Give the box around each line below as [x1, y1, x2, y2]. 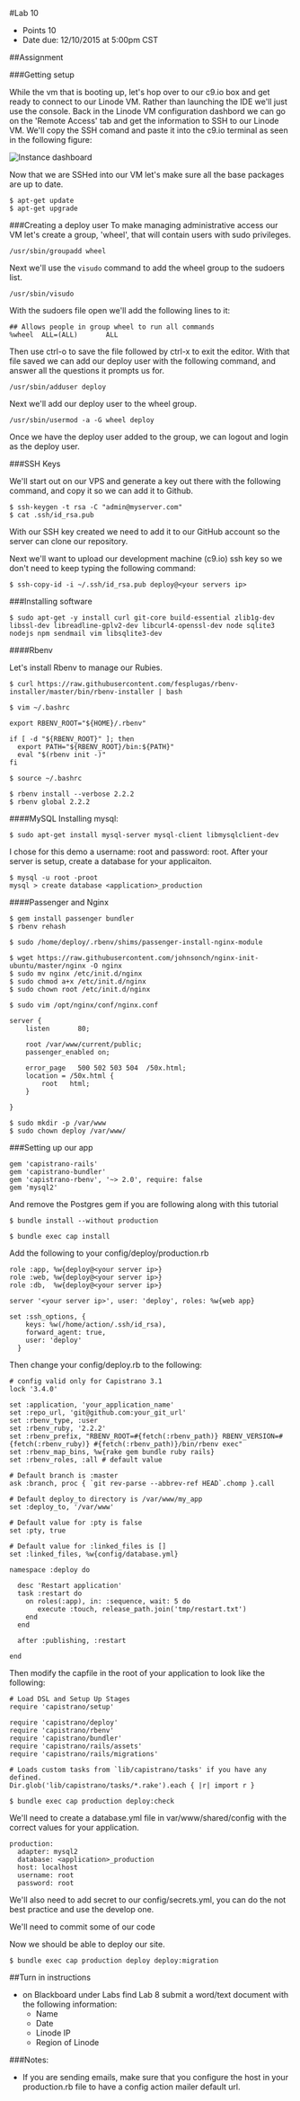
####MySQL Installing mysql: [9, 813, 119, 824]
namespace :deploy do [9, 1566, 91, 1575]
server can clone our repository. [9, 536, 128, 546]
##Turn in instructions [9, 1972, 92, 1982]
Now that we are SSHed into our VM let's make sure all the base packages [9, 170, 285, 180]
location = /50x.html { [25, 1072, 115, 1081]
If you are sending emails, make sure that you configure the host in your [22, 2072, 289, 2082]
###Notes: [9, 2054, 49, 2065]
